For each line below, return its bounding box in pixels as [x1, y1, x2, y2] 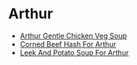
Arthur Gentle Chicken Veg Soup [19, 31, 127, 40]
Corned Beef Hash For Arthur [19, 39, 117, 48]
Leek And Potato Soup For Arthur [19, 48, 129, 57]
